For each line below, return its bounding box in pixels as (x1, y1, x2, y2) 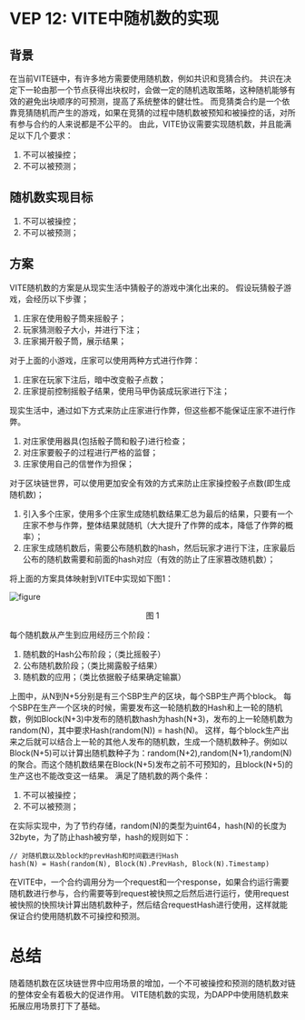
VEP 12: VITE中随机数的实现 (9, 8, 220, 29)
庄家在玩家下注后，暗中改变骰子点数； (22, 374, 166, 385)
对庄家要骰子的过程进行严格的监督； (22, 446, 159, 457)
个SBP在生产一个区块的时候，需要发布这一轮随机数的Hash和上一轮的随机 (9, 702, 283, 713)
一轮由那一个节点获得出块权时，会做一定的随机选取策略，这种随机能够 (25, 85, 288, 95)
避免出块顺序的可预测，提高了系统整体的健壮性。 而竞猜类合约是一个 (25, 96, 282, 106)
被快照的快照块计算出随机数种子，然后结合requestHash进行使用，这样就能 (9, 899, 289, 910)
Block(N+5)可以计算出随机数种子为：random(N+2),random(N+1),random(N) (9, 747, 292, 758)
